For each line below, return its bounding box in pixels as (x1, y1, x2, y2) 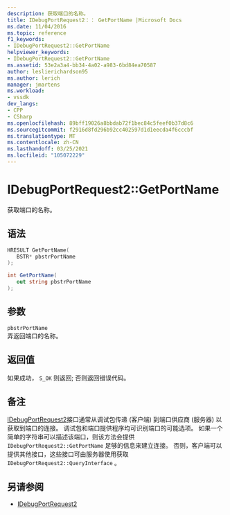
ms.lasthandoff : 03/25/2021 (7, 146, 89, 152)
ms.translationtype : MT (7, 132, 76, 139)
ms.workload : (7, 87, 45, 94)
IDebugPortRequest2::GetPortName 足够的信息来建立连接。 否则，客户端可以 (7, 442, 222, 450)
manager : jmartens (7, 81, 60, 88)
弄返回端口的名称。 (7, 331, 62, 340)
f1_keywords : (7, 36, 45, 43)
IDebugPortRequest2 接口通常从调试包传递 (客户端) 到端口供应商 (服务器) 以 (7, 415, 222, 424)
